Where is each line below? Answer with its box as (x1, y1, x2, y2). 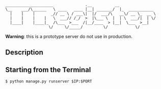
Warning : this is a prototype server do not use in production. (5, 34, 133, 39)
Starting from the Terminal (5, 65, 91, 74)
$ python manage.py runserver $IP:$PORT (5, 79, 93, 84)
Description (5, 48, 43, 57)
